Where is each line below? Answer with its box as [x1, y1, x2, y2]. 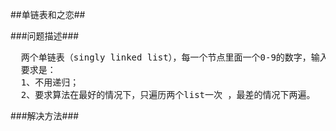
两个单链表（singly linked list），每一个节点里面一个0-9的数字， [20, 52, 312, 63]
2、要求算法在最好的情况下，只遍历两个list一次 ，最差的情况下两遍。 [20, 89, 316, 100]
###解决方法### [10, 110, 80, 122]
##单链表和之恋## [10, 9, 86, 20]
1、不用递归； [20, 77, 80, 88]
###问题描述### [10, 30, 80, 42]
